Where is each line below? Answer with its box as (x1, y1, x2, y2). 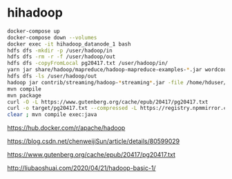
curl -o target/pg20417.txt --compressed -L (7, 105, 137, 112)
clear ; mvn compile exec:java (7, 111, 97, 118)
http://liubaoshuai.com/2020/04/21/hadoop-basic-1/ (7, 164, 157, 172)
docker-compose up (7, 28, 60, 35)
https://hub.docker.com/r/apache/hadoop (7, 124, 126, 132)
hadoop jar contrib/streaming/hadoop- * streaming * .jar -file (7, 79, 184, 86)
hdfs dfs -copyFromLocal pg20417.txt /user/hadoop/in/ (7, 60, 168, 67)
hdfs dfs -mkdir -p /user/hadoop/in (7, 47, 113, 54)
